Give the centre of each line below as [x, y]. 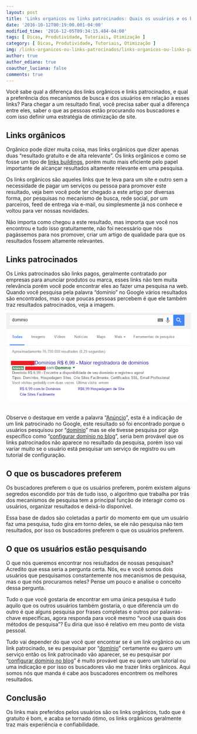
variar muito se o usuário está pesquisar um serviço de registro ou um [91, 449]
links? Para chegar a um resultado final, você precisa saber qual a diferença [98, 104]
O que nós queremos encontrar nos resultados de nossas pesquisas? [90, 563]
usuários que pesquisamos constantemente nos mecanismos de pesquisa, [96, 575]
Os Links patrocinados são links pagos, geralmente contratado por [86, 274]
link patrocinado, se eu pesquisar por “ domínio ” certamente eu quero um [94, 648]
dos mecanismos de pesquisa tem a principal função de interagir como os [96, 500]
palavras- [171, 612]
